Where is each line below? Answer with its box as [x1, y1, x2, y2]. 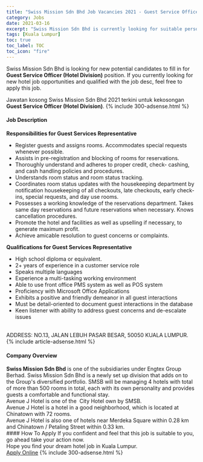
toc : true [6, 37, 31, 43]
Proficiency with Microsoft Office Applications [14, 287, 130, 295]
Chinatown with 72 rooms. [6, 410, 71, 418]
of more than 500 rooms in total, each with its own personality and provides [6, 384, 195, 392]
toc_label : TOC [6, 43, 45, 49]
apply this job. [6, 84, 42, 92]
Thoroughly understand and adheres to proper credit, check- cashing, [14, 161, 190, 168]
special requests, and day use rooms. [25, 193, 119, 200]
